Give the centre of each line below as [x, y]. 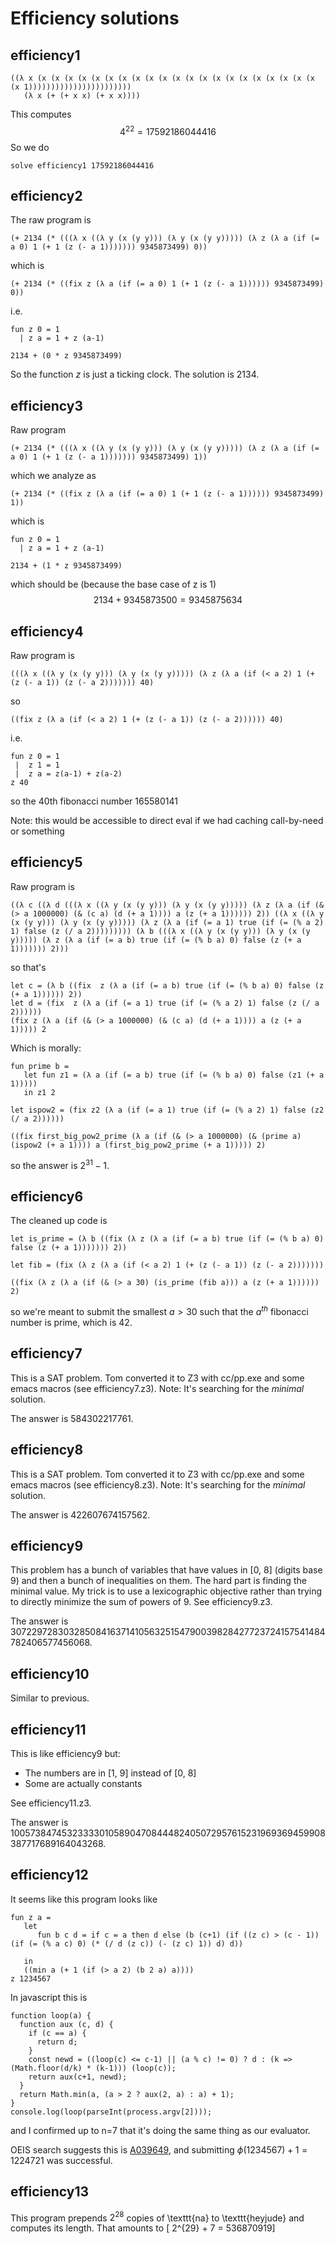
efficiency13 [50, 2192]
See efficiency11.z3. [51, 1803]
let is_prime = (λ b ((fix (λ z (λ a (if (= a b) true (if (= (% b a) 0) [167, 1239]
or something [37, 831]
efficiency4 [47, 631]
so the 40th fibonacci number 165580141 [94, 801]
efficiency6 [47, 1196]
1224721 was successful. [61, 2160]
